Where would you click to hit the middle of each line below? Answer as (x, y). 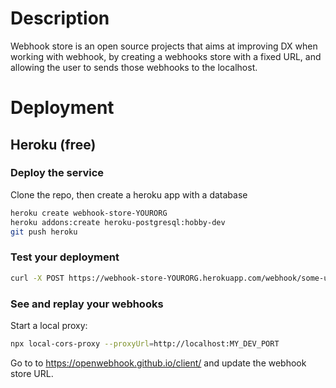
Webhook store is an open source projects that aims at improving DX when (164, 46)
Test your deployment (65, 257)
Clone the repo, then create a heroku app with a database (129, 194)
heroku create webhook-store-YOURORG (89, 213)
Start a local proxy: (49, 325)
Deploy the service (57, 173)
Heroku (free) (53, 144)
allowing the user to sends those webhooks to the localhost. (134, 67)
